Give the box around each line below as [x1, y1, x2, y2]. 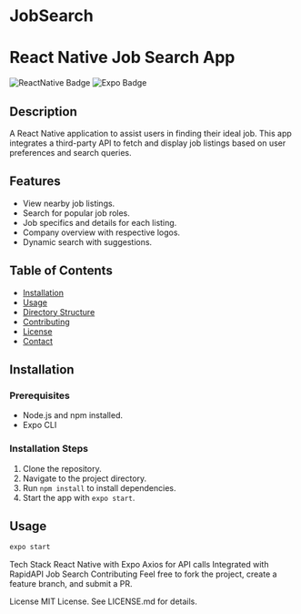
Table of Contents [9, 263, 114, 279]
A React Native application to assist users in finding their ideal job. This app [9, 128, 293, 138]
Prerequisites [9, 389, 70, 402]
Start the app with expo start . [22, 492, 135, 503]
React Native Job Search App [9, 47, 236, 68]
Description [9, 104, 77, 119]
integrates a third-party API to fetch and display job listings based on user [9, 138, 286, 148]
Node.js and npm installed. [22, 410, 124, 421]
